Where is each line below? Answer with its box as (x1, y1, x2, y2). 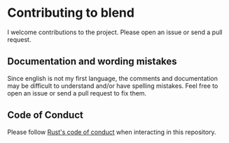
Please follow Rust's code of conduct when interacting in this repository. (7, 128, 216, 136)
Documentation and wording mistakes (7, 56, 177, 68)
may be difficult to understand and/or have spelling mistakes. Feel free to (7, 82, 218, 90)
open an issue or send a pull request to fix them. (7, 89, 147, 97)
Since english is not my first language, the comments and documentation (7, 74, 218, 82)
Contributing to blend (7, 5, 135, 21)
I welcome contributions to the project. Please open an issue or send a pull (7, 28, 223, 36)
